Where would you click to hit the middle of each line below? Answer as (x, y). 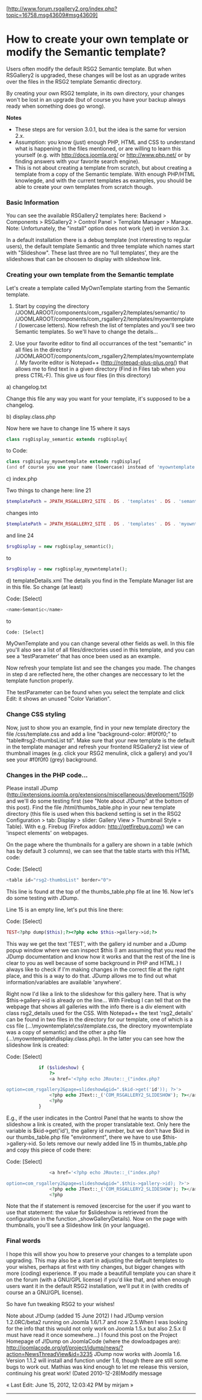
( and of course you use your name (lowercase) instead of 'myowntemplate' (102, 467)
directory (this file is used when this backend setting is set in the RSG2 (94, 814)
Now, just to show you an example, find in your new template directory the (98, 727)
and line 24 (20, 535)
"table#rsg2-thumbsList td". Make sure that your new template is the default (101, 740)
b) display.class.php (31, 416)
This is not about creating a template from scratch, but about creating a (103, 167)
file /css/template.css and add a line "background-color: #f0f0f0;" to (92, 734)
